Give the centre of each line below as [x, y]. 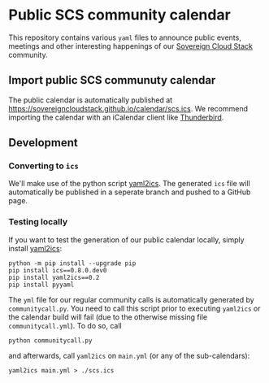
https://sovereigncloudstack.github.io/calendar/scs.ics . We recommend [128, 108]
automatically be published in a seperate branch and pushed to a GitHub [130, 192]
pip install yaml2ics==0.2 [54, 277]
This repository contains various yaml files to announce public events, [125, 37]
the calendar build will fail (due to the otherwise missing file [108, 317]
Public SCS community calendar [120, 15]
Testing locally [38, 222]
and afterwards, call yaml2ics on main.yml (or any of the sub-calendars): [129, 355]
